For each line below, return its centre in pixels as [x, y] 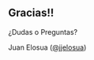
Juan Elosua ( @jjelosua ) [47, 47]
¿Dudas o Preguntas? [43, 32]
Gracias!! [31, 13]
